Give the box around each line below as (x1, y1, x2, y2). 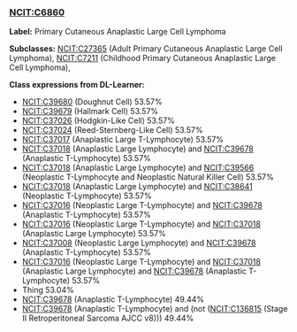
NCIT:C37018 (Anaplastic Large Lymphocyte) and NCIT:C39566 (21, 162, 255, 174)
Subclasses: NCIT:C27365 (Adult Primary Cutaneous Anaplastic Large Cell (9, 43, 283, 54)
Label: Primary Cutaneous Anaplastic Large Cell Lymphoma (9, 27, 227, 37)
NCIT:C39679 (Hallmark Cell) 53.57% (21, 106, 159, 117)
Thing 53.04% (21, 285, 75, 296)
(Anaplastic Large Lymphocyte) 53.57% (21, 228, 166, 239)
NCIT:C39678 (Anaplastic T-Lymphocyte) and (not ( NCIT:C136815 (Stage (21, 304, 288, 314)
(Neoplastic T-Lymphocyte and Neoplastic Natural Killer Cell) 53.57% (21, 172, 274, 182)
